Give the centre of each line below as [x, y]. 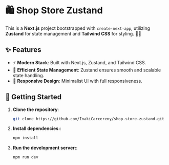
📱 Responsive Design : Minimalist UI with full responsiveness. [77, 81]
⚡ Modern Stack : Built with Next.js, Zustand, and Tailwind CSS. [79, 62]
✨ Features [23, 50]
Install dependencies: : [37, 129]
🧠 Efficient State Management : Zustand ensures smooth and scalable [87, 70]
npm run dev [25, 157]
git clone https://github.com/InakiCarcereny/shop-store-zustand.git [89, 119]
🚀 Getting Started [34, 97]
